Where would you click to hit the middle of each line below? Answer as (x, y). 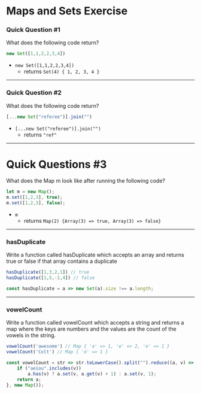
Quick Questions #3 (57, 164)
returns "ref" (40, 134)
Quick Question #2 (34, 93)
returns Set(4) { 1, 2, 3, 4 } (62, 72)
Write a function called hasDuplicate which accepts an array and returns (95, 255)
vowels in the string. (31, 335)
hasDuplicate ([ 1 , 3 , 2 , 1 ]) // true (48, 272)
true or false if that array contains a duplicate (62, 261)
